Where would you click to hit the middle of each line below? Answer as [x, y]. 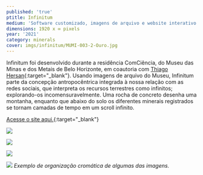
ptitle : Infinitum [29, 17]
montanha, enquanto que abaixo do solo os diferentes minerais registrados [100, 101]
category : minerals [31, 40]
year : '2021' [23, 34]
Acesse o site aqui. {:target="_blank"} [53, 119]
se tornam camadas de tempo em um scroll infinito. [70, 107]
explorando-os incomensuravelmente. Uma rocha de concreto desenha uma [101, 95]
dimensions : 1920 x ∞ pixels [43, 29]
